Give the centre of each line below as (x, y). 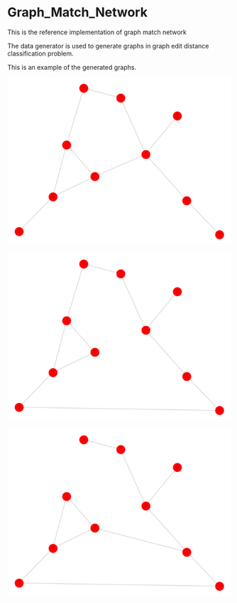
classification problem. (40, 53)
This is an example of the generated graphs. (72, 67)
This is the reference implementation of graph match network (97, 32)
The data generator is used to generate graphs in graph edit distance (108, 46)
